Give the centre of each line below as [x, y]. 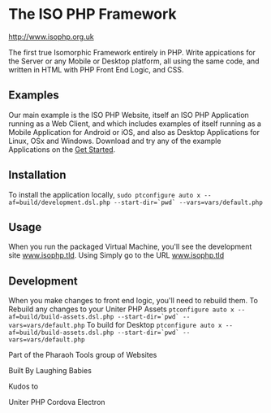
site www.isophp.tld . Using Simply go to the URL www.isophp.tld [116, 255]
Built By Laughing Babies [50, 371]
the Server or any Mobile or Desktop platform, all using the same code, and [134, 61]
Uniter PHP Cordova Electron [57, 402]
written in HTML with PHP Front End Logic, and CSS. [96, 69]
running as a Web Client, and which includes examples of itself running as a [135, 124]
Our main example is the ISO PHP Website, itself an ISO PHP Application [129, 115]
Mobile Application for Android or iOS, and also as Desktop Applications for [134, 132]
